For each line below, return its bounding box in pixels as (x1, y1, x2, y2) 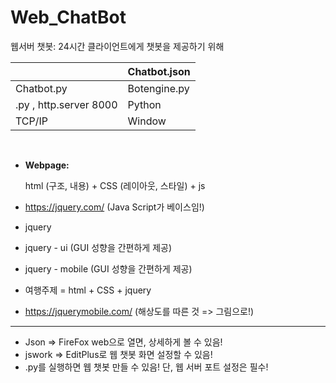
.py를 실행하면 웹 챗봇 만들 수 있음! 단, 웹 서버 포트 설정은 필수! (24, 361, 269, 373)
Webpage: (24, 159, 70, 171)
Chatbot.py (15, 81, 68, 95)
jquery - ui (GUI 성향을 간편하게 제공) (24, 241, 173, 253)
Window (127, 114, 167, 128)
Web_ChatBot (10, 6, 127, 29)
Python (127, 97, 162, 111)
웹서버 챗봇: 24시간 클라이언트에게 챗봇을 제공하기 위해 (10, 40, 225, 52)
